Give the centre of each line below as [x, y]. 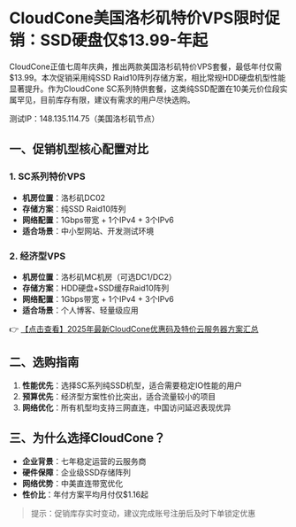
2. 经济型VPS [38, 256]
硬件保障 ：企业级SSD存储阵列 [76, 472]
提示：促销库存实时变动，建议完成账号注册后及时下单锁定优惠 [143, 513]
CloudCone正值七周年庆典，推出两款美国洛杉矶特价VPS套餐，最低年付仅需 [146, 66]
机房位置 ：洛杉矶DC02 [64, 198]
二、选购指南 [44, 363]
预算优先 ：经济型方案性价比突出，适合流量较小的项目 [119, 396]
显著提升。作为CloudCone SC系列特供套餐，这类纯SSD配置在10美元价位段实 [148, 89]
